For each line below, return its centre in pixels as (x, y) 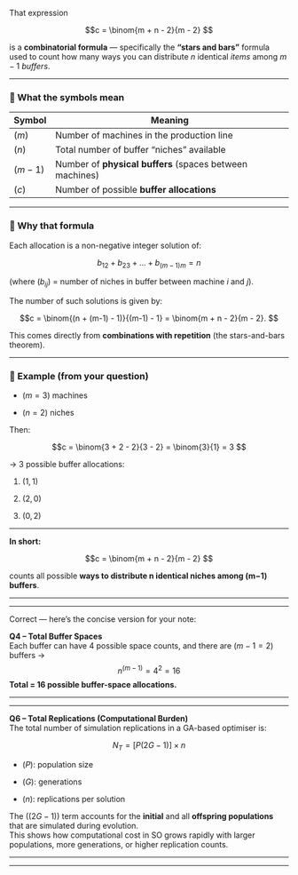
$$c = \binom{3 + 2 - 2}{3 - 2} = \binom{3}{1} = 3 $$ (149, 447)
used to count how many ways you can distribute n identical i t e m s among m (148, 56)
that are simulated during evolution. (74, 825)
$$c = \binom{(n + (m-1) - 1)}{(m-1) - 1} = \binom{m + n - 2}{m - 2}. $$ (149, 318)
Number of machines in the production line (144, 135)
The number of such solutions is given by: (86, 301)
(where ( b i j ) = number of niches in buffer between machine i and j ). (132, 283)
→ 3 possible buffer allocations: (67, 465)
